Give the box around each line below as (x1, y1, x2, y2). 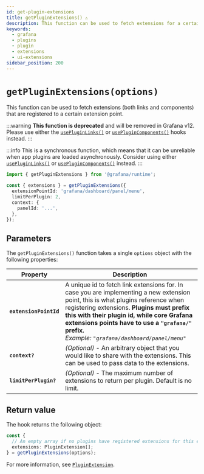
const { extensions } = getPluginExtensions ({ (6, 183, 126, 189)
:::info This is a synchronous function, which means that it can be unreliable (6, 147, 195, 154)
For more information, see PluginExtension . (6, 461, 115, 468)
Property (21, 270, 47, 279)
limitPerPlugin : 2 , (12, 194, 61, 200)
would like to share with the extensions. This (64, 351, 191, 360)
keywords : (6, 26, 32, 32)
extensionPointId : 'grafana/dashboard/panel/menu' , (12, 188, 146, 195)
